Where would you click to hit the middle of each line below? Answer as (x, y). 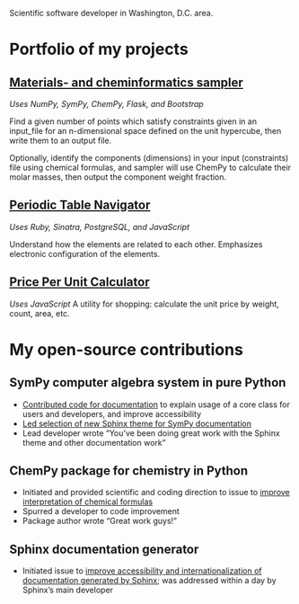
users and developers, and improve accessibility (112, 413)
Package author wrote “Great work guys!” (100, 521)
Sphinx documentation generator (104, 549)
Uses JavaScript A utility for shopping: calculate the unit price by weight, (145, 304)
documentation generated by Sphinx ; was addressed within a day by (149, 581)
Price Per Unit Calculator (79, 282)
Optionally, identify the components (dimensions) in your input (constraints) (149, 158)
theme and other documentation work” (94, 442)
